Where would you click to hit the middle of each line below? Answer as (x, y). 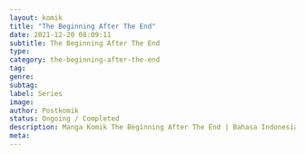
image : (22, 102)
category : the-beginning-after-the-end (85, 60)
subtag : (24, 85)
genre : (22, 77)
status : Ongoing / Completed (64, 119)
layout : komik (36, 18)
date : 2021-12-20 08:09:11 (60, 34)
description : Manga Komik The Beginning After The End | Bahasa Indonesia (154, 128)
